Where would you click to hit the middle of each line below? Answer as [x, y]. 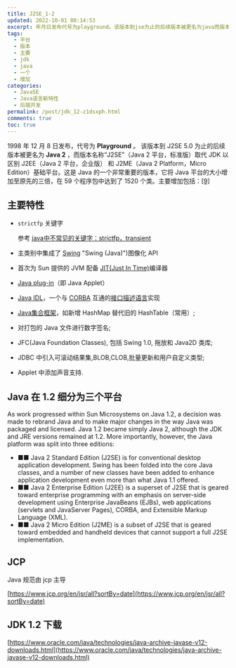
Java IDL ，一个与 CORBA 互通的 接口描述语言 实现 [88, 298]
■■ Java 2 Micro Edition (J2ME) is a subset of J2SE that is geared [114, 525]
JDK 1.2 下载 [34, 625]
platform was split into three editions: [61, 444]
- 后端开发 [27, 105]
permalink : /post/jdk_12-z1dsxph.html [64, 112]
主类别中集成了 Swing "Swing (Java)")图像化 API [87, 253]
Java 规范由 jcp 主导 [37, 579]
